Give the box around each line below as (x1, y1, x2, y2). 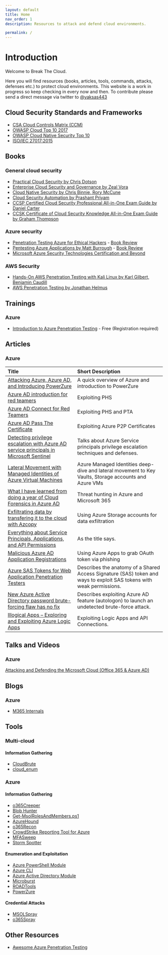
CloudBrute (12, 761, 36, 767)
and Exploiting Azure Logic (7, 617, 71, 624)
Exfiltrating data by (7, 508, 52, 515)
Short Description (77, 368, 121, 375)
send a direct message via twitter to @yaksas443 (5, 94, 107, 100)
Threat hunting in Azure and (77, 490, 143, 497)
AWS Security (5, 262, 40, 269)
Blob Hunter (12, 807, 37, 813)
